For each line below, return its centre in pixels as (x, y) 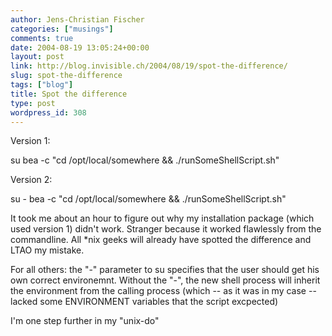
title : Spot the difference (69, 94)
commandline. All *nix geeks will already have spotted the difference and (161, 240)
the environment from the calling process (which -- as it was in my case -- (163, 291)
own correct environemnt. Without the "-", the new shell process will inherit (165, 280)
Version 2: (31, 180)
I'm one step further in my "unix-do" (85, 321)
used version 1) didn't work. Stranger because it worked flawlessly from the (166, 229)
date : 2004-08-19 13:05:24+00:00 (80, 47)
